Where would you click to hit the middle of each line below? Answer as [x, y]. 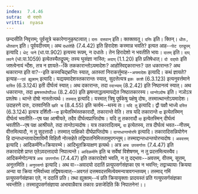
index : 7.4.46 [25, 11]
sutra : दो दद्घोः [24, 17]
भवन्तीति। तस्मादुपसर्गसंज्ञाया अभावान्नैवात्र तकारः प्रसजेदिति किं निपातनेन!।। [76, 185]
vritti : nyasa [25, 22]
